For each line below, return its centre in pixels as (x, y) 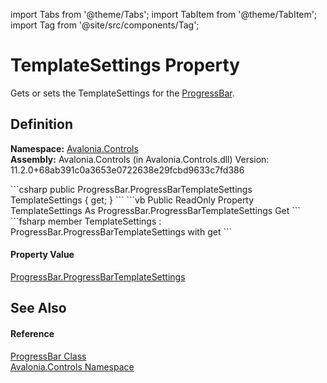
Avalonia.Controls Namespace (72, 366)
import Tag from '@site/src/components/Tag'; (105, 25)
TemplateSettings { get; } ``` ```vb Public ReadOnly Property (132, 200)
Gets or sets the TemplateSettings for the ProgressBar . (122, 93)
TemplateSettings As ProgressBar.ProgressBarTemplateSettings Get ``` (155, 210)
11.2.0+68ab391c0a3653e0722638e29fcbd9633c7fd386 (127, 170)
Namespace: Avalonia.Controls (74, 148)
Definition (41, 124)
